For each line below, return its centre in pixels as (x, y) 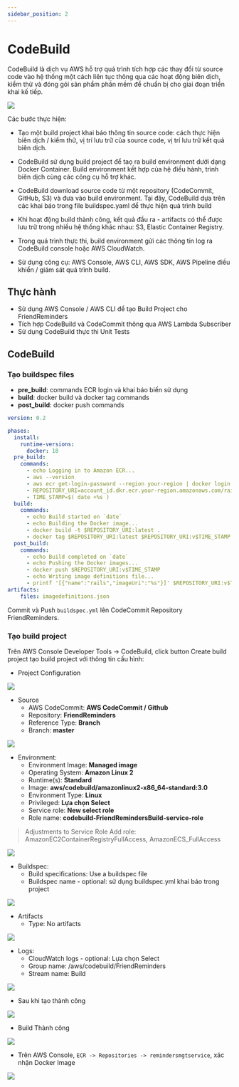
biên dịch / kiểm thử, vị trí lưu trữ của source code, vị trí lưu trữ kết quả (121, 140)
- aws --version (50, 478)
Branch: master (51, 730)
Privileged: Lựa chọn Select (69, 802)
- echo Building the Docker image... (82, 524)
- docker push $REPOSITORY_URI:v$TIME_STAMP (93, 570)
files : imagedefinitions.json (65, 596)
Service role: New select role (71, 810)
